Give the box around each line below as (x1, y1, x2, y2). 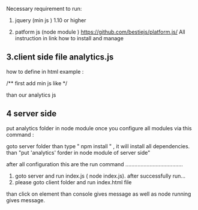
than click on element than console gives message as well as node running (6, 190, 191, 197)
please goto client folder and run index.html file (14, 178, 132, 185)
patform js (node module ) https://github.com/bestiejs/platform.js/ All (14, 28, 185, 35)
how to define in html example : (6, 68, 84, 75)
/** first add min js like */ (6, 79, 68, 86)
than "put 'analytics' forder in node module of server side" (6, 149, 151, 156)
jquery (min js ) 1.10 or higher (14, 17, 86, 23)
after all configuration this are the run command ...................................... (6, 160, 183, 167)
